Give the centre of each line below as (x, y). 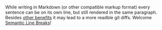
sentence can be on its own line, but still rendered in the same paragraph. (81, 12)
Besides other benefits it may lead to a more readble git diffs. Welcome (78, 17)
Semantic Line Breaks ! (28, 23)
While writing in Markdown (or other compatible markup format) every (78, 7)
